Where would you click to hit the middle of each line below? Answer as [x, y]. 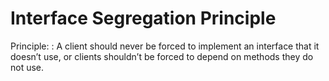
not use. [27, 67]
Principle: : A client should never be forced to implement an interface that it [165, 46]
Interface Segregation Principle [143, 18]
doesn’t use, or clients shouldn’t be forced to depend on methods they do [162, 56]
